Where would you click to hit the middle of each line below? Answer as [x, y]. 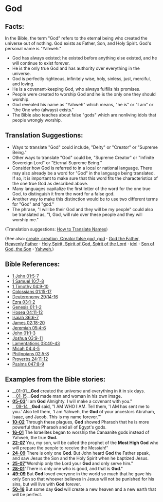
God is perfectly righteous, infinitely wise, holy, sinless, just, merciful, [81, 79]
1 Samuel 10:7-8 [28, 281]
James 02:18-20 [28, 323]
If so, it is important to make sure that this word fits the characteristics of [85, 178]
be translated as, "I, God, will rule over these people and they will [77, 214]
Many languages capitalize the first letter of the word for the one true [81, 189]
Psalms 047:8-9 [28, 364]
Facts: [15, 27]
